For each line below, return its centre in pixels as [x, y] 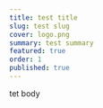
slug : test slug [39, 26]
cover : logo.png [39, 34]
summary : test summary [51, 43]
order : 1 [26, 59]
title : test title [43, 18]
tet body [25, 93]
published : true [39, 68]
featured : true [38, 51]
